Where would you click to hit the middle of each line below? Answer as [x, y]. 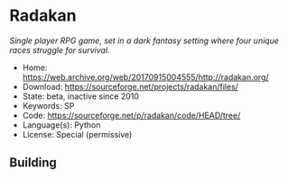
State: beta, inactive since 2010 [81, 96]
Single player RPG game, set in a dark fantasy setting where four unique [144, 40]
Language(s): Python [61, 125]
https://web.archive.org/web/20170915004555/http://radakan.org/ [145, 76]
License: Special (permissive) [77, 134]
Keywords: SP [48, 105]
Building [33, 163]
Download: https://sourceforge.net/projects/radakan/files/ [130, 86]
